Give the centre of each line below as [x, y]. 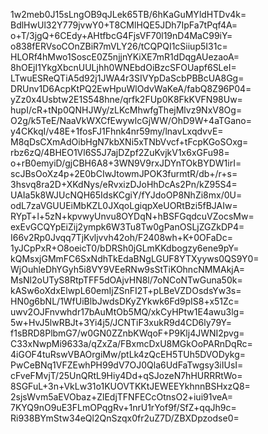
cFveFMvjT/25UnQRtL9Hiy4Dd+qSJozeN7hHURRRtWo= [126, 375]
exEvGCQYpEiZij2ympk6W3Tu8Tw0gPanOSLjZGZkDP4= [127, 227]
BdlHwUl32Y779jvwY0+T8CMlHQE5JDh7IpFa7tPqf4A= [124, 25]
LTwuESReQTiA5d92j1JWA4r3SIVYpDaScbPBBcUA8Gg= [127, 78]
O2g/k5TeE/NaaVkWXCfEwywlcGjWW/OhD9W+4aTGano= [131, 120]
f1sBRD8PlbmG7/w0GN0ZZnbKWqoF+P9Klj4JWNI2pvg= [127, 333]
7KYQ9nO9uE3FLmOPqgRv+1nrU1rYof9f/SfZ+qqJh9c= [123, 407]
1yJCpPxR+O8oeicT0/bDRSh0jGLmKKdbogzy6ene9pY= [125, 248]
